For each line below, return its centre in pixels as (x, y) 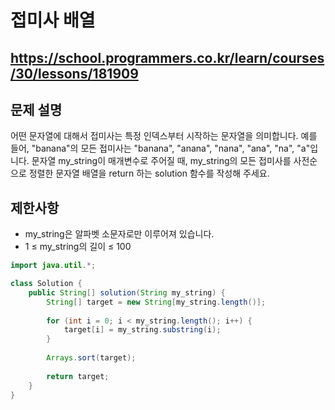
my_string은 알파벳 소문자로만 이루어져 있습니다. (119, 234)
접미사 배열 (53, 20)
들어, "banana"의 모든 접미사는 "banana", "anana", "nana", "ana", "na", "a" (160, 148)
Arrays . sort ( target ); (91, 358)
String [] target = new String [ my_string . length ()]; (156, 302)
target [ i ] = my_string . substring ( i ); (142, 330)
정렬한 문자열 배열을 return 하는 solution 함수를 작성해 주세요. (149, 173)
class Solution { (46, 284)
